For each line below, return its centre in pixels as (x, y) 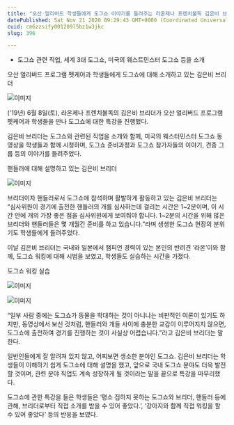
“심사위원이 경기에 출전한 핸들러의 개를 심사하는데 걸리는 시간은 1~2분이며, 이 (112, 207)
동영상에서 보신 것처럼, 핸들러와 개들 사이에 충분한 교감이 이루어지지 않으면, (124, 324)
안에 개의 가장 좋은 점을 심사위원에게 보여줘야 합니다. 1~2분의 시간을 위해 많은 (119, 216)
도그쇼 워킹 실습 (29, 271)
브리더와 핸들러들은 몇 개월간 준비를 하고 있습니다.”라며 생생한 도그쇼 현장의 (110, 224)
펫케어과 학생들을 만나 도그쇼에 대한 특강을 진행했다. (78, 122)
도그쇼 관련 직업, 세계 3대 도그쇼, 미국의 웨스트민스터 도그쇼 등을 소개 (111, 60)
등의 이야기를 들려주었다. (48, 154)
